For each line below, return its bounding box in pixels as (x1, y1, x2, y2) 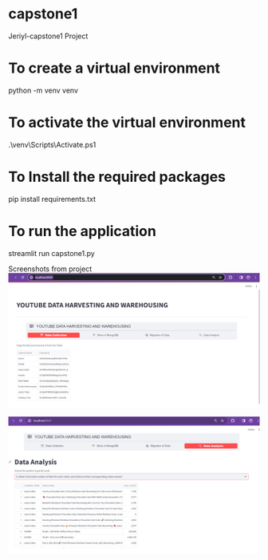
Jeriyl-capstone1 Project (8, 31, 89, 41)
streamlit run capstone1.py (8, 248, 96, 258)
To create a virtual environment (8, 59, 221, 77)
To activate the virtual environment (8, 113, 246, 132)
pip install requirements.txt (8, 194, 97, 203)
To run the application (8, 222, 157, 240)
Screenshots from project (8, 264, 93, 274)
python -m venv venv (8, 85, 78, 95)
